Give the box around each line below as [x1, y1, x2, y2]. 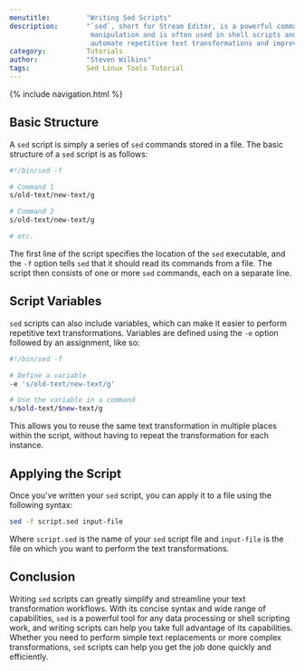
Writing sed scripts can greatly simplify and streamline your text [9, 593, 246, 604]
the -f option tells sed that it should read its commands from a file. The [9, 257, 273, 268]
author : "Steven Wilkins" [9, 55, 152, 64]
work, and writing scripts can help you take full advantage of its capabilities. [9, 622, 294, 633]
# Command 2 [9, 207, 54, 216]
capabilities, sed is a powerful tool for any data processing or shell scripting [9, 612, 290, 623]
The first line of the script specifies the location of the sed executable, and [9, 248, 286, 259]
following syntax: [9, 499, 73, 510]
